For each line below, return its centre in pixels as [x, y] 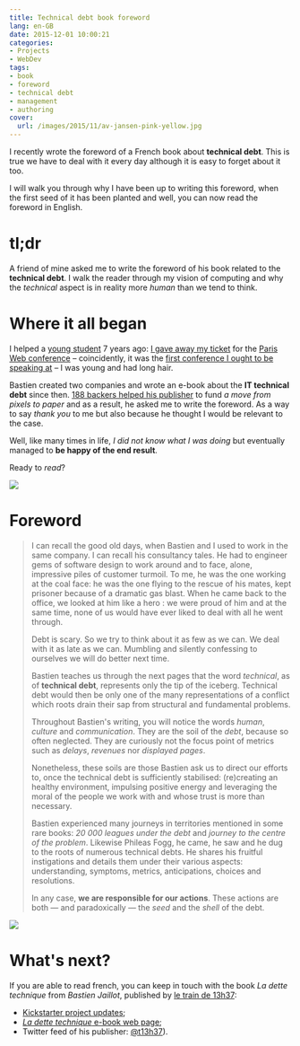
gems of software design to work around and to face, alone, [142, 564]
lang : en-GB [31, 26]
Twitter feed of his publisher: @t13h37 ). [95, 1031]
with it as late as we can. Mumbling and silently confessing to [144, 648]
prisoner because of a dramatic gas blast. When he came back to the [159, 593]
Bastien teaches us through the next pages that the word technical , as [161, 675]
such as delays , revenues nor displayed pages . [118, 750]
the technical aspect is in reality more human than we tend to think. [133, 287]
